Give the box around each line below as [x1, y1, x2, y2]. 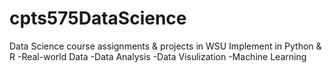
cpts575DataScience [9, 7, 187, 30]
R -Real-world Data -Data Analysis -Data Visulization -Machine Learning [9, 50, 307, 62]
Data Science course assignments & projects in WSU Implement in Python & [9, 40, 322, 52]
